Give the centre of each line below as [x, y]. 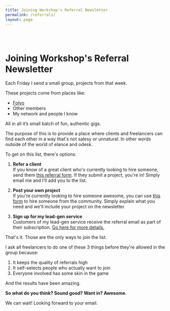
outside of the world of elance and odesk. [49, 145]
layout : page [19, 19]
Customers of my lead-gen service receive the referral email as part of [87, 222]
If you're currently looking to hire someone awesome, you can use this [87, 196]
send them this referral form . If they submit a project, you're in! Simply [86, 175]
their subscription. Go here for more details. [59, 227]
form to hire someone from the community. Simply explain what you [84, 201]
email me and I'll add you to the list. [50, 181]
